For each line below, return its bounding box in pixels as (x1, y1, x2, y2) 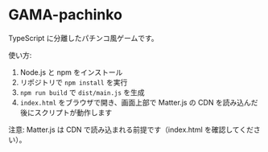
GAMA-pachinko (8, 6, 123, 24)
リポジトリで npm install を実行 (19, 77, 128, 87)
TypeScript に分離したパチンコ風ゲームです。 (8, 33, 159, 43)
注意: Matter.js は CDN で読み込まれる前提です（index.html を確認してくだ (8, 125, 254, 134)
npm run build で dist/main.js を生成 (19, 87, 145, 97)
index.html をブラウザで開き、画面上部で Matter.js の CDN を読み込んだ (19, 97, 258, 107)
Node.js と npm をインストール (19, 67, 123, 77)
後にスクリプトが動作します (19, 107, 113, 117)
